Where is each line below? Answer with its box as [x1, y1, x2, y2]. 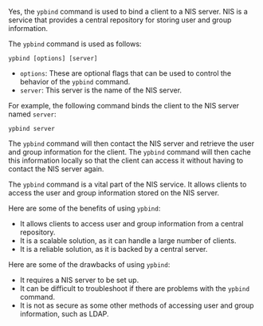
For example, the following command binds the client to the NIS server [8, 101, 240, 110]
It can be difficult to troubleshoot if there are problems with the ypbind [19, 284, 249, 293]
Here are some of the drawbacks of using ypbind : [8, 260, 171, 269]
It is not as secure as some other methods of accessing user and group [19, 300, 254, 310]
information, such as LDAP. [19, 309, 109, 318]
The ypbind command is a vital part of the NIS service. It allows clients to [8, 179, 247, 189]
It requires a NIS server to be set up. [19, 275, 139, 285]
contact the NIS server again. [8, 164, 104, 174]
